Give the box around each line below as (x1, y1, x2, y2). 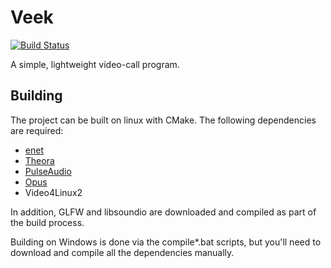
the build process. (10, 216, 85, 228)
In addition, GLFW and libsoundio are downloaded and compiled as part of (10, 206, 317, 218)
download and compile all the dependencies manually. (10, 246, 235, 258)
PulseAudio (24, 165, 72, 177)
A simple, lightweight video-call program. (10, 58, 180, 70)
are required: (10, 124, 64, 136)
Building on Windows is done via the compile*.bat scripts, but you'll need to (10, 236, 322, 248)
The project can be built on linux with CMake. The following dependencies (10, 114, 317, 126)
